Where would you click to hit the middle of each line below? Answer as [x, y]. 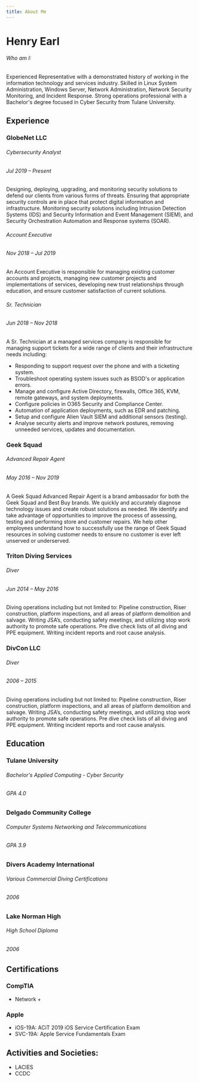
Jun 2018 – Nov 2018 [32, 323]
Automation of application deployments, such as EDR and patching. [97, 410]
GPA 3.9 [16, 845]
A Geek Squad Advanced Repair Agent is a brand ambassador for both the [98, 496]
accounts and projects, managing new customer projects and [81, 278]
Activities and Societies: [52, 1053]
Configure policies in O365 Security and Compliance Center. [89, 404]
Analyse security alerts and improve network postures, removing [94, 423]
